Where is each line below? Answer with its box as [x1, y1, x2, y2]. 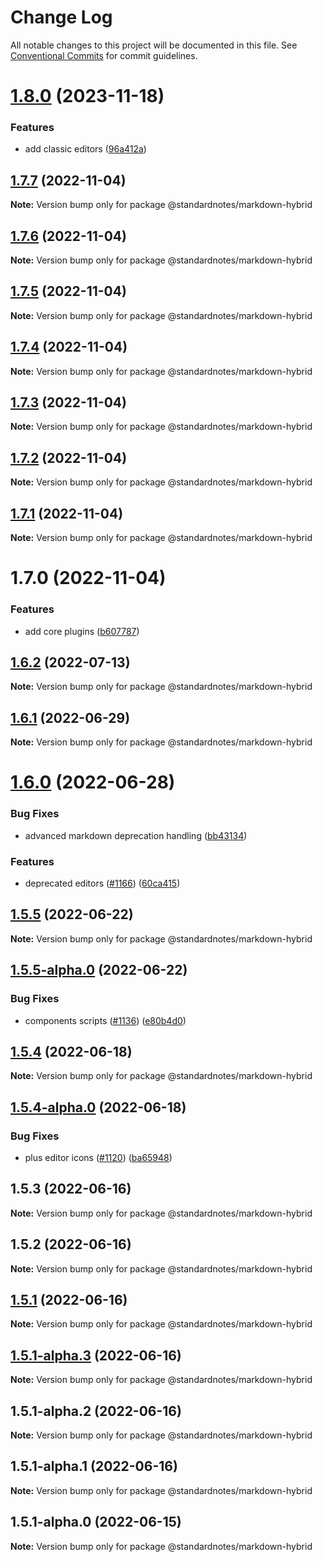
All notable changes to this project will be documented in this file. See [10, 39, 298, 51]
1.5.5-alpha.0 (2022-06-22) [10, 962, 188, 979]
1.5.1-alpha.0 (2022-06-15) [10, 1514, 182, 1531]
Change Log [10, 6, 113, 29]
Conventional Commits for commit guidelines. [10, 49, 198, 61]
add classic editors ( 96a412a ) [24, 143, 147, 155]
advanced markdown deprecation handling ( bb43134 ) [24, 829, 248, 841]
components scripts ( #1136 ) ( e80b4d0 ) [24, 1014, 187, 1026]
